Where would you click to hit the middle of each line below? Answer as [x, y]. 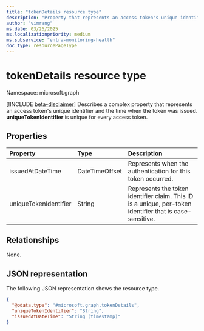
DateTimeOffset [100, 171]
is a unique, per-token [160, 204]
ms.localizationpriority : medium [49, 35]
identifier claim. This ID [161, 196]
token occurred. [151, 178]
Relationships [33, 240]
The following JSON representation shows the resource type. [83, 289]
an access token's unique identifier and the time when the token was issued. [102, 110]
